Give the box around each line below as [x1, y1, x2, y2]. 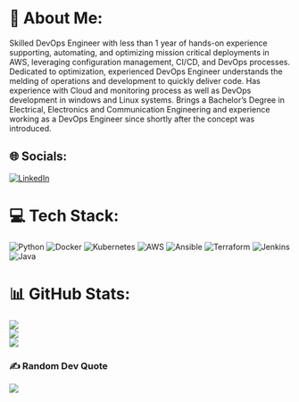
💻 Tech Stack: [9, 205, 120, 226]
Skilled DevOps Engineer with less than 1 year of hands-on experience [9, 38, 268, 48]
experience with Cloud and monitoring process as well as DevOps [9, 85, 252, 96]
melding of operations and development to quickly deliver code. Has [9, 75, 261, 86]
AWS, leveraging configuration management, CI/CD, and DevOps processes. [9, 56, 290, 67]
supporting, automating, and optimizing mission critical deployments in [9, 46, 270, 57]
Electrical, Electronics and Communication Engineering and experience [9, 104, 270, 114]
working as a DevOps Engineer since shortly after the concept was [9, 113, 255, 124]
